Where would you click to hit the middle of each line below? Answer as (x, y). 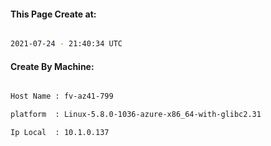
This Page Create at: (53, 14)
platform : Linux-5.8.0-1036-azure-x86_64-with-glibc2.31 (136, 115)
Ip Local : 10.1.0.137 (60, 133)
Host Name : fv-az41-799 (62, 96)
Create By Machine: (52, 66)
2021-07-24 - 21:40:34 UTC (66, 44)
